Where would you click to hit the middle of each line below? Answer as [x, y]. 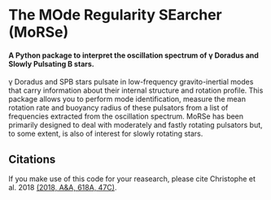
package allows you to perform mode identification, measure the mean [127, 99]
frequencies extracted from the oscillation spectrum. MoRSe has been [126, 116]
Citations [32, 159]
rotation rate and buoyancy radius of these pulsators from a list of [118, 108]
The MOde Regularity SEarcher [115, 15]
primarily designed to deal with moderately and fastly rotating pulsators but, [135, 125]
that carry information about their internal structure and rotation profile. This [136, 90]
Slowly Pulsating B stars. [52, 63]
